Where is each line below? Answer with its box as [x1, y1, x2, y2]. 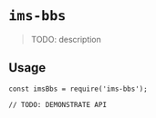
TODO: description [30, 34, 102, 44]
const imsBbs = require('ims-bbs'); [8, 84, 148, 93]
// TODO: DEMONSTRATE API [8, 100, 107, 109]
